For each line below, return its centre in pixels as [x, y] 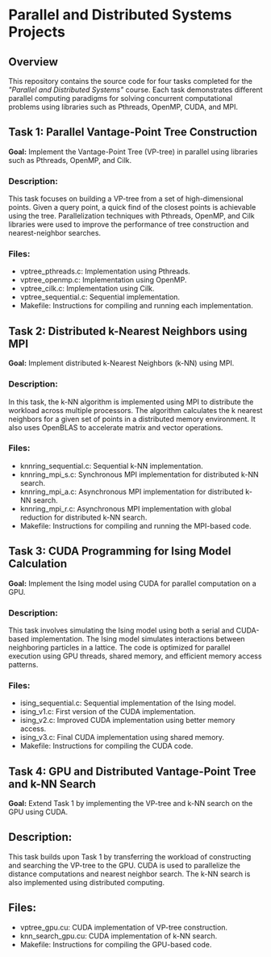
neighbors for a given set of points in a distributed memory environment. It [132, 419]
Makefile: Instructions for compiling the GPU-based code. [116, 944]
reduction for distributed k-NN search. [83, 517]
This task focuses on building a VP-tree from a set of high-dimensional [126, 199]
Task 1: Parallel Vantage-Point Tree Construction [133, 132]
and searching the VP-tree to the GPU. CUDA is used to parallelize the [124, 865]
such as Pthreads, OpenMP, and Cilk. [70, 160]
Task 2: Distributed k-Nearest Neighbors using [128, 331]
